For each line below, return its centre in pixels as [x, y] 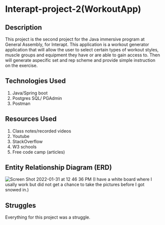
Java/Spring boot [30, 93]
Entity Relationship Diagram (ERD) [59, 167]
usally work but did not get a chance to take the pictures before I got [75, 184]
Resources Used [31, 119]
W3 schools [24, 146]
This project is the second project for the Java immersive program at [75, 39]
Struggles [21, 205]
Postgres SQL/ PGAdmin [37, 98]
